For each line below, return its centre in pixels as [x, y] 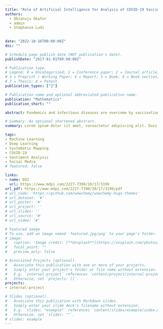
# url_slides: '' [23, 211]
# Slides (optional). [27, 297]
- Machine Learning [25, 139]
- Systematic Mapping [27, 148]
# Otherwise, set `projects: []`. [42, 279]
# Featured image [23, 229]
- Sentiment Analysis [27, 157]
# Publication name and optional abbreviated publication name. [71, 95]
